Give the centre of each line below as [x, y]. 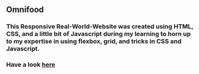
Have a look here [31, 65]
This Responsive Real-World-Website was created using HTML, [100, 27]
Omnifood [25, 10]
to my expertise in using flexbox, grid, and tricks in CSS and [94, 41]
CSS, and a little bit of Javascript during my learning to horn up [99, 34]
